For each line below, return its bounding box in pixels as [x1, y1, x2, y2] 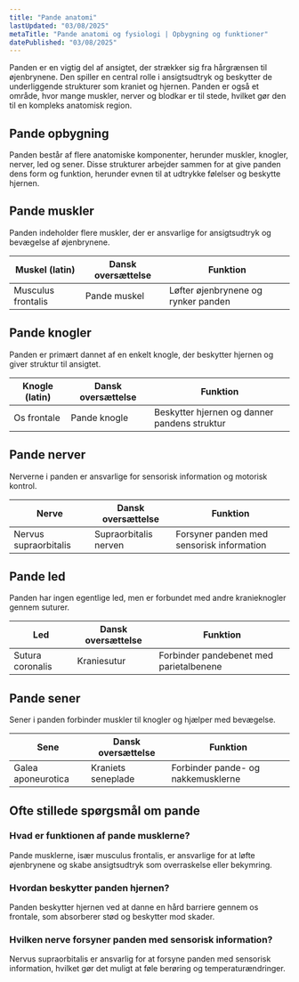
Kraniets [90, 762, 126, 775]
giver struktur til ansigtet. [9, 358, 101, 369]
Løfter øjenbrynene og [168, 284, 263, 296]
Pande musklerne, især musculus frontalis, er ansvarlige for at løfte [9, 849, 255, 860]
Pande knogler [9, 326, 92, 341]
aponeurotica [13, 773, 69, 785]
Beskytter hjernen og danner [154, 406, 274, 418]
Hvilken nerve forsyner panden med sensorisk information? [9, 934, 273, 946]
